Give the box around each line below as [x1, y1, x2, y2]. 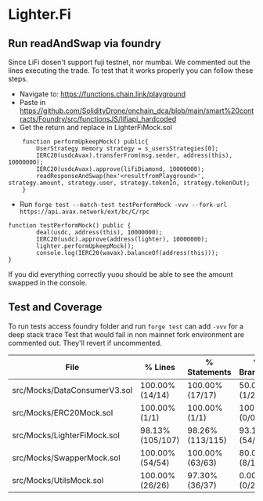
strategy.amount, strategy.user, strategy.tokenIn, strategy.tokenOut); [8, 179, 250, 187]
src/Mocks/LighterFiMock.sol [12, 430, 120, 441]
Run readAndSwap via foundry [8, 37, 162, 50]
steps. [8, 74, 28, 83]
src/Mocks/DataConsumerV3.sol [12, 384, 133, 395]
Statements [187, 366, 232, 377]
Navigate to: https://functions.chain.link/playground [19, 89, 186, 99]
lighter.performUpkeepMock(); [36, 242, 135, 250]
